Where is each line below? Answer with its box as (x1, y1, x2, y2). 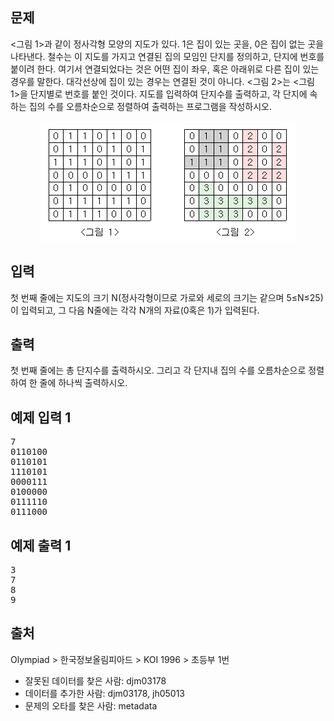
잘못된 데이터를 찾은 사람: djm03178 (24, 674, 167, 687)
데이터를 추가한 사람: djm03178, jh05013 (24, 687, 185, 699)
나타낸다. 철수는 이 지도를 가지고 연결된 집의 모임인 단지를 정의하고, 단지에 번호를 (10, 50, 325, 62)
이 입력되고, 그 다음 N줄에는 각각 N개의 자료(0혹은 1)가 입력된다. (10, 304, 260, 316)
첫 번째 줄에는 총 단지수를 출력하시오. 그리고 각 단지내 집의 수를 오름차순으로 (10, 364, 307, 377)
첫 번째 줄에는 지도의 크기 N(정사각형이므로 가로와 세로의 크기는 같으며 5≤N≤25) (10, 291, 324, 303)
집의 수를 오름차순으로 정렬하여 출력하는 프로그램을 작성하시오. (28, 100, 272, 112)
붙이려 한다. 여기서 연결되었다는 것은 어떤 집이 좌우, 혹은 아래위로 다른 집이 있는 (10, 63, 320, 75)
